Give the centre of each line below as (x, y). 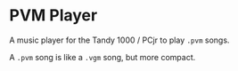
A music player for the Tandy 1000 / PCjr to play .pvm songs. (119, 40)
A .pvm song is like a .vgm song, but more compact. (103, 57)
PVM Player (53, 16)
